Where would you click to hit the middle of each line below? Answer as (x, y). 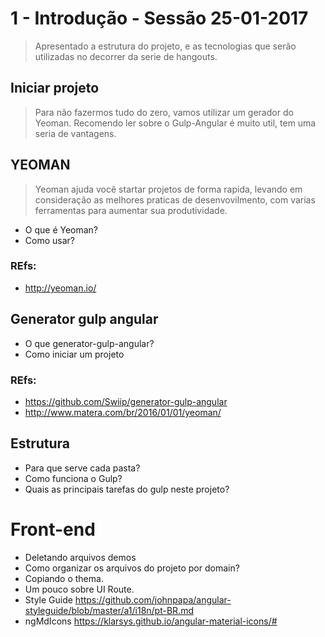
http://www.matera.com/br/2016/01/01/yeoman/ (123, 412)
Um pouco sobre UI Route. (79, 589)
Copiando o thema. (64, 578)
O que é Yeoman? (61, 229)
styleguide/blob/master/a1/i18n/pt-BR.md (109, 610)
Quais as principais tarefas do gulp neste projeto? (127, 489)
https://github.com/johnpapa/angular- (153, 599)
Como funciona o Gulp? (73, 478)
